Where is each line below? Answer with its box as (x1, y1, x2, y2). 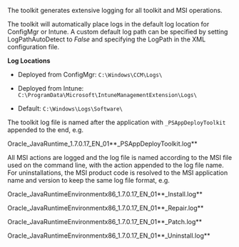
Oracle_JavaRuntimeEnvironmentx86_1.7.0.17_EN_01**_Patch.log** (7, 218, 203, 226)
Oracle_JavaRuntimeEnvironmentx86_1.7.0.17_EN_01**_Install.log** (7, 190, 203, 198)
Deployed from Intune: (17, 84, 84, 92)
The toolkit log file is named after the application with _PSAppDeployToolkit (7, 118, 226, 126)
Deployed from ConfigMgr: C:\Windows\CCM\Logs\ (17, 71, 163, 79)
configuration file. (7, 43, 59, 51)
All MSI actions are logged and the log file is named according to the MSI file (7, 153, 233, 161)
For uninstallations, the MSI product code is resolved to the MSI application (7, 168, 228, 177)
